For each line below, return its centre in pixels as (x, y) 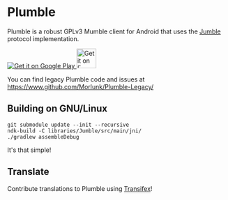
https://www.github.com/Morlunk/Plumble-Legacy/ (81, 86)
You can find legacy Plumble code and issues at (76, 79)
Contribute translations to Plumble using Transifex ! (80, 188)
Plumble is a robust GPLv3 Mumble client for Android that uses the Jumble (114, 31)
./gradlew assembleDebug (43, 137)
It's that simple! (29, 150)
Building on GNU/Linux (58, 109)
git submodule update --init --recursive (68, 125)
